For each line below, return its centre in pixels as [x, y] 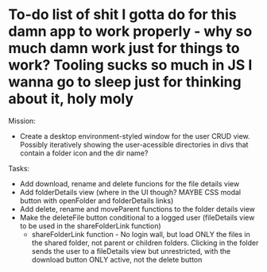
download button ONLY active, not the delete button [117, 259]
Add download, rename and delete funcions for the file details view [130, 183]
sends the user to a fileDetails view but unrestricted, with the [131, 251]
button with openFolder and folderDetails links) [97, 201]
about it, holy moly [71, 99]
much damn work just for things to [124, 48]
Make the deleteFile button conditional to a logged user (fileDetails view [137, 217]
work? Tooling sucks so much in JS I [130, 65]
